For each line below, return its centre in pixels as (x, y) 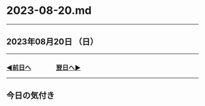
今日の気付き (31, 95)
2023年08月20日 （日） (52, 42)
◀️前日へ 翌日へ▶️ (44, 67)
